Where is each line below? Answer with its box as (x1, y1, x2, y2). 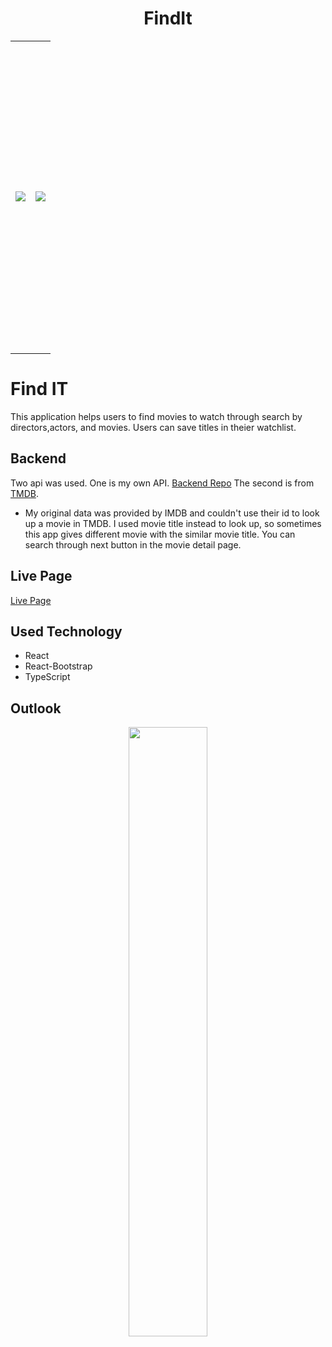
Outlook (10, 700, 62, 717)
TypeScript (24, 671, 71, 683)
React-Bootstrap (24, 660, 93, 672)
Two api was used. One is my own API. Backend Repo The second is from (10, 477, 315, 489)
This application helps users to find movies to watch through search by (10, 410, 303, 422)
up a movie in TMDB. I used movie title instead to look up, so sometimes (24, 517, 322, 529)
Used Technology (10, 623, 123, 640)
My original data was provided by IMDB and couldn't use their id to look (24, 507, 320, 519)
